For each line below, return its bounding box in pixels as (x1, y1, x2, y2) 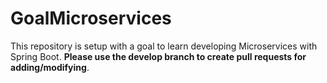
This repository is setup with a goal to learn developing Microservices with (10, 40, 318, 52)
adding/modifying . (10, 61, 90, 73)
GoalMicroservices (10, 7, 172, 30)
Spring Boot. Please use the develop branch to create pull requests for (10, 50, 307, 62)
